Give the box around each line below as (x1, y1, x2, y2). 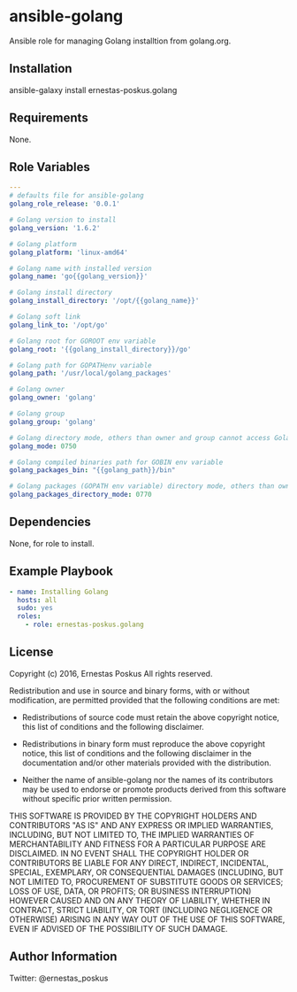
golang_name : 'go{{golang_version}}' (9, 272, 148, 281)
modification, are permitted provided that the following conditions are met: (9, 694, 280, 705)
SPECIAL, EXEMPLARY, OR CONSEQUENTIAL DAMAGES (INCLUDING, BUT (9, 866, 285, 878)
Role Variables (9, 159, 90, 174)
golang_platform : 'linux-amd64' (9, 248, 128, 257)
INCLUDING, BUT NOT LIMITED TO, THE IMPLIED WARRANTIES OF (9, 829, 255, 840)
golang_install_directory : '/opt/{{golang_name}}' (9, 297, 200, 306)
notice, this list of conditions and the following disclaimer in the (21, 748, 252, 758)
